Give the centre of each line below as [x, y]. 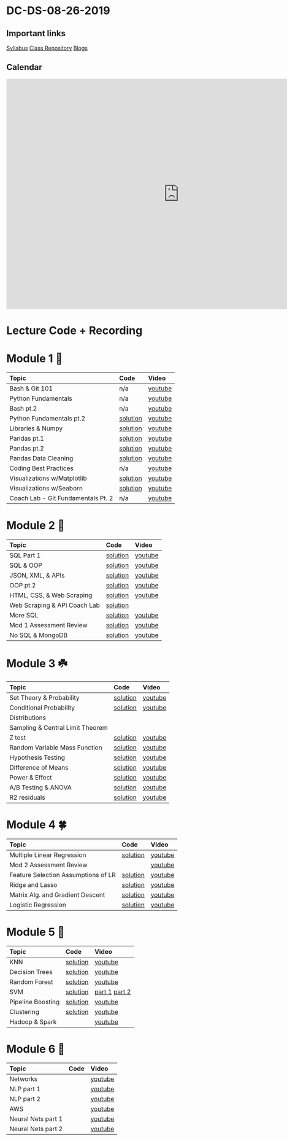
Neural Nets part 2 [36, 1129]
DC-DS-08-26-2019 [58, 11]
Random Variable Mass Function [56, 748]
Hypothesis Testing [37, 757]
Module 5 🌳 [36, 932]
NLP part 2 [25, 1099]
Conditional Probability [42, 708]
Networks [24, 1079]
